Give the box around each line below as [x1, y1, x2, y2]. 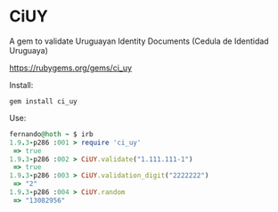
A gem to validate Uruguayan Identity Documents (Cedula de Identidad [9, 36, 269, 46]
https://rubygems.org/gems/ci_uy [9, 62, 132, 73]
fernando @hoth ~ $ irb [9, 129, 94, 139]
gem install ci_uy [9, 96, 78, 106]
